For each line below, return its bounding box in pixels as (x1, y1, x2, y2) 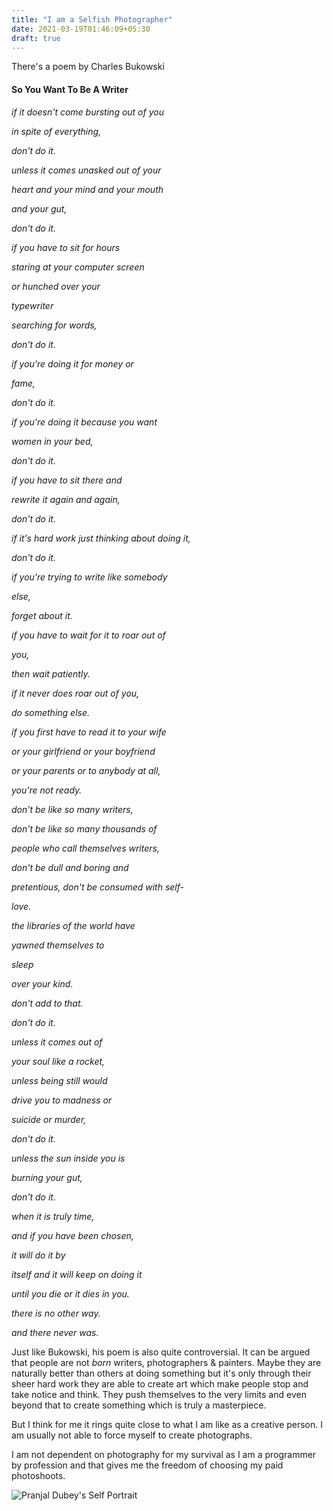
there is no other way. (11, 1307, 101, 1319)
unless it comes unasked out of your (11, 164, 162, 176)
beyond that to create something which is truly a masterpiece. (11, 1399, 267, 1411)
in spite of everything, (11, 125, 102, 137)
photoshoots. (11, 1469, 66, 1481)
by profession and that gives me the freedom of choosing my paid (11, 1459, 284, 1471)
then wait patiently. (11, 667, 91, 680)
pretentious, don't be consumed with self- (11, 881, 185, 893)
